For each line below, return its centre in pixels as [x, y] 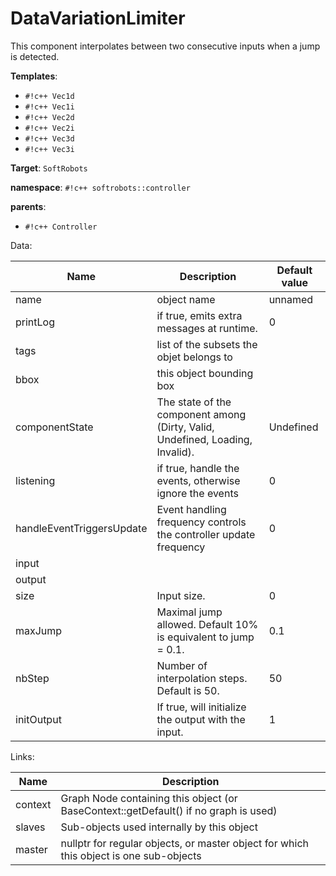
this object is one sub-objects [131, 855]
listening [35, 480]
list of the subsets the [207, 344]
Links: [22, 756]
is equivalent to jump [205, 637]
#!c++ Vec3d [49, 138]
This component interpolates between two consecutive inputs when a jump [165, 46]
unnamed [291, 299]
